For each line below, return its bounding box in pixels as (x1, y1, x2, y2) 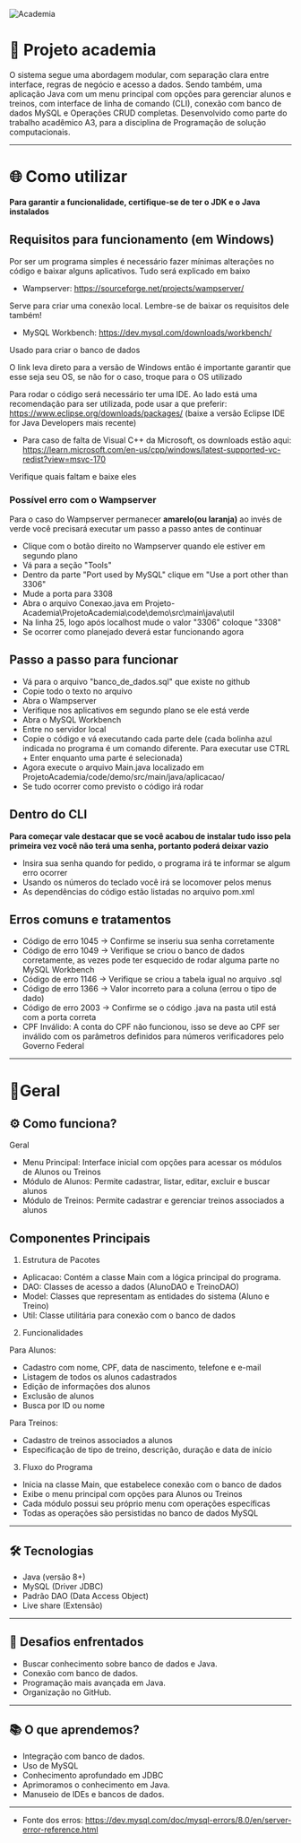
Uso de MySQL (21, 1760, 79, 1770)
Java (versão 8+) (21, 1571, 86, 1582)
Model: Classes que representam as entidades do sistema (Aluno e (21, 1291, 271, 1302)
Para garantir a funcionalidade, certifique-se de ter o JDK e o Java (9, 196, 261, 207)
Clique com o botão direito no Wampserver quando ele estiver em (21, 541, 266, 551)
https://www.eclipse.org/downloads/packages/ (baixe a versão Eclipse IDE (9, 408, 285, 419)
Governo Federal (21, 1041, 85, 1051)
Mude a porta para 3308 (21, 588, 114, 599)
